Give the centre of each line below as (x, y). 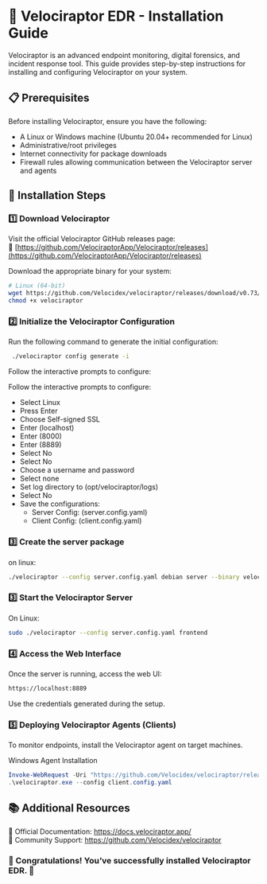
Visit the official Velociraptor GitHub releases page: (92, 239)
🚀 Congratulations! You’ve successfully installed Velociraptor (130, 860)
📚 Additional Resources (70, 808)
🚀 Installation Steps (57, 195)
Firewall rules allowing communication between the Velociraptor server (136, 162)
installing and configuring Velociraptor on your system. (98, 72)
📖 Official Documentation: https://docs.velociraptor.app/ (100, 831)
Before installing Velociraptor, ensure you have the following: (108, 121)
